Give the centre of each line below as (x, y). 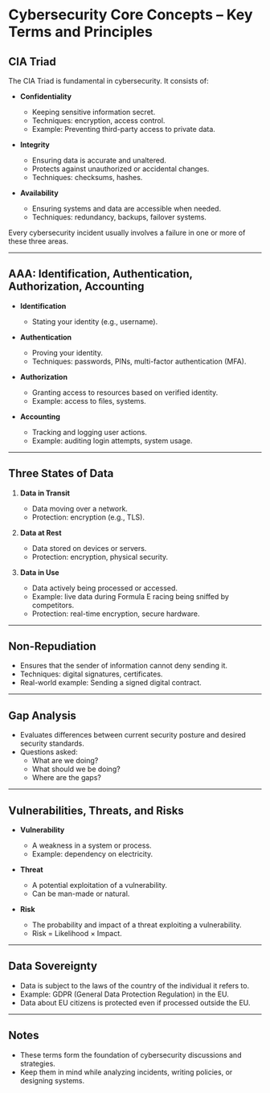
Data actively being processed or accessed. (105, 588)
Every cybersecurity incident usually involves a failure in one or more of (127, 232)
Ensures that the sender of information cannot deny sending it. (123, 666)
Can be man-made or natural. (81, 894)
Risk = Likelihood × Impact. (77, 934)
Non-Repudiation (52, 646)
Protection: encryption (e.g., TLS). (88, 517)
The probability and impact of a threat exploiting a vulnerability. (137, 925)
